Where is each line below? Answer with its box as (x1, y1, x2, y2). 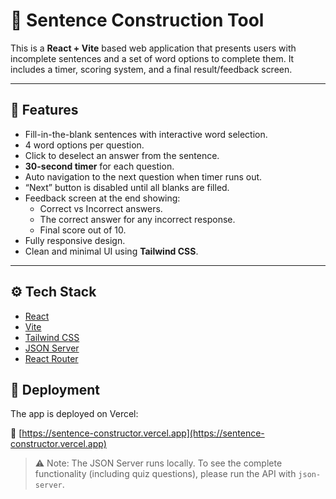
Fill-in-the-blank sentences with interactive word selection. (24, 128, 268, 140)
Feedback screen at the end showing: (24, 192, 181, 204)
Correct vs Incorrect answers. (39, 202, 163, 214)
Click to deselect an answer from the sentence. (24, 149, 220, 161)
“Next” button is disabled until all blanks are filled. (24, 181, 230, 193)
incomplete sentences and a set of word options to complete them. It (10, 52, 295, 64)
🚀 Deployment (10, 381, 100, 398)
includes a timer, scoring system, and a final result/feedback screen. (10, 63, 293, 75)
